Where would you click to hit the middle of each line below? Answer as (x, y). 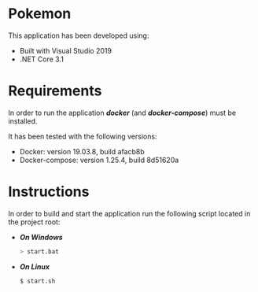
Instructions (49, 192)
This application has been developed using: (79, 35)
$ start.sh (37, 281)
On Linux (34, 266)
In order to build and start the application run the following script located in (129, 213)
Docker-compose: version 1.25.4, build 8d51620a (99, 160)
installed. (23, 121)
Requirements (55, 91)
